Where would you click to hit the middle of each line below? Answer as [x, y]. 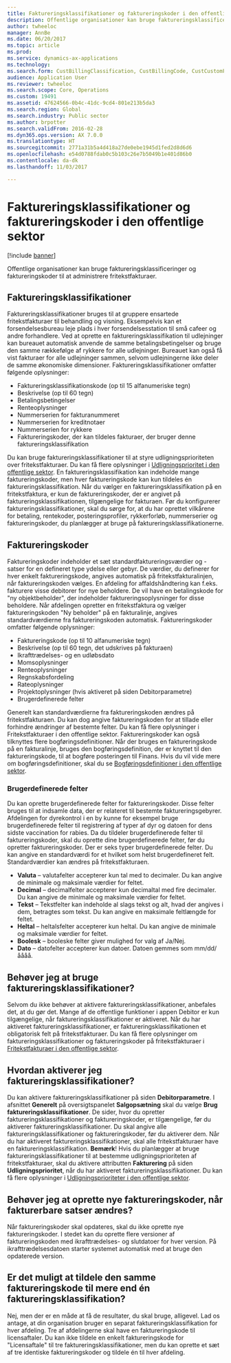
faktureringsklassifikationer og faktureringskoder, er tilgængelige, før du [109, 1120]
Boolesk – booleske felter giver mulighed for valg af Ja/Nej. [101, 941]
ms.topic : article [33, 45]
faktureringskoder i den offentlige [106, 221]
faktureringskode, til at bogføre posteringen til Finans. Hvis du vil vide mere [114, 756]
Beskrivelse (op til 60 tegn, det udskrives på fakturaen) [95, 648]
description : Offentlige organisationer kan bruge [81, 20]
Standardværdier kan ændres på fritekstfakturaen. [78, 862]
